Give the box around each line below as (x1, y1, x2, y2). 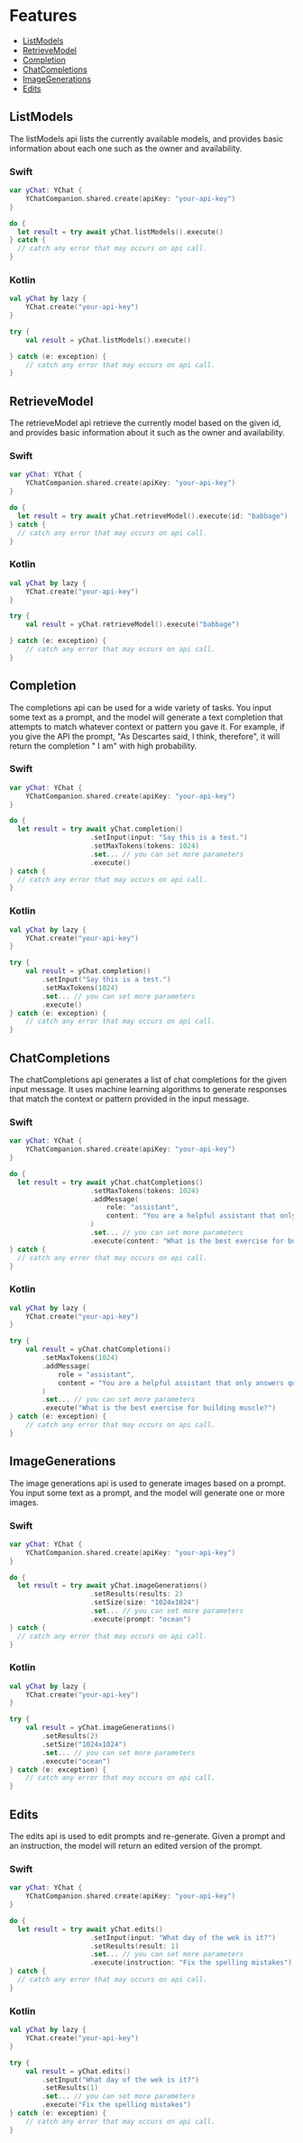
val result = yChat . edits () (25, 2066, 131, 2075)
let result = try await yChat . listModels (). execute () (17, 227, 224, 236)
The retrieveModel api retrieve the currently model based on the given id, (9, 418, 281, 428)
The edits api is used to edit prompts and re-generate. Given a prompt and (9, 1831, 286, 1842)
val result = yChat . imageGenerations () (25, 1724, 176, 1733)
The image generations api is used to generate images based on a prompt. (9, 1477, 287, 1488)
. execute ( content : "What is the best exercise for (89, 1237, 284, 1246)
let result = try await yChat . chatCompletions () (17, 1178, 204, 1187)
